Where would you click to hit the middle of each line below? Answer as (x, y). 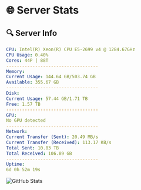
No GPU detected (26, 121)
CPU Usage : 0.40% (27, 55)
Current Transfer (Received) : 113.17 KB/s (59, 142)
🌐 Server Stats (43, 10)
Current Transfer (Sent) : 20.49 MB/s (52, 137)
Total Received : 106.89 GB (39, 154)
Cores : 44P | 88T (27, 60)
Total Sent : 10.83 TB (33, 148)
